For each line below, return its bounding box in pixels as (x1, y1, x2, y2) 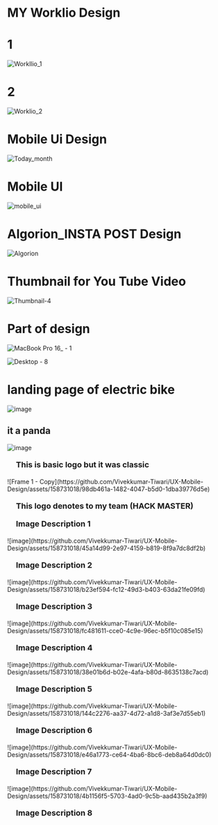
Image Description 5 (16, 684, 92, 694)
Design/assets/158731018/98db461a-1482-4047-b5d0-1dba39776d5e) (7, 485, 210, 493)
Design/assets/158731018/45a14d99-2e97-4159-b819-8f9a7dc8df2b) (7, 544, 206, 552)
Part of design (7, 321, 90, 337)
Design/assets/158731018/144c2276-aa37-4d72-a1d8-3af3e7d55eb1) (7, 709, 206, 717)
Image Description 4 (16, 642, 93, 652)
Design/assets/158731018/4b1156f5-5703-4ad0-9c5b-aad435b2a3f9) (7, 792, 208, 800)
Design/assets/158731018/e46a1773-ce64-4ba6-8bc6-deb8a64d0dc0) (7, 750, 212, 759)
